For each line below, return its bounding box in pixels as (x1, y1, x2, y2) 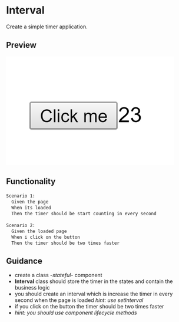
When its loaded (11, 205, 51, 211)
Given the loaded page (11, 228, 67, 234)
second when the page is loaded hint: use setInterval (14, 297, 144, 304)
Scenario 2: (6, 222, 35, 228)
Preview (6, 40, 37, 50)
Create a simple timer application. (6, 23, 88, 30)
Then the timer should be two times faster (11, 240, 120, 246)
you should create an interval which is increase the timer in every (14, 290, 173, 298)
